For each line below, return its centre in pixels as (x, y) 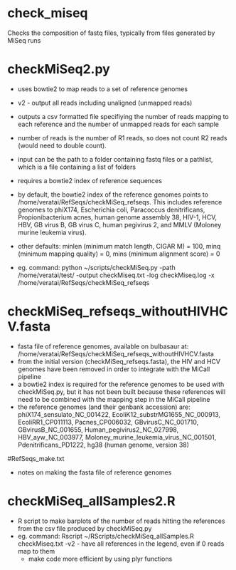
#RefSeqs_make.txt (36, 458)
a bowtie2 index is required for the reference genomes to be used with (121, 384)
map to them (36, 551)
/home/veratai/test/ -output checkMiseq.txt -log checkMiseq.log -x (116, 275)
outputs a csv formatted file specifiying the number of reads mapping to (123, 116)
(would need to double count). (62, 145)
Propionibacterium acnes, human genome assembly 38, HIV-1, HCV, (117, 217)
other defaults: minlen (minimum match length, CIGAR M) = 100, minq (119, 246)
